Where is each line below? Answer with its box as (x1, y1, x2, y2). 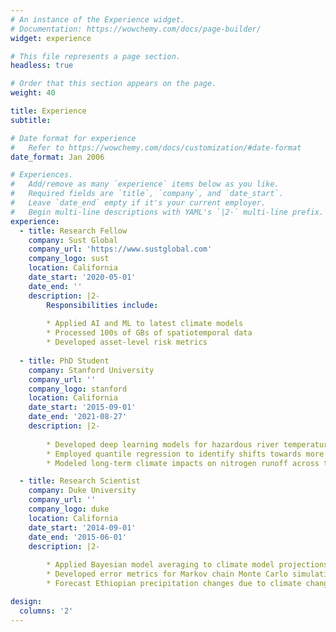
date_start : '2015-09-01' (28, 402, 137, 413)
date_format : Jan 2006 (10, 152, 105, 162)
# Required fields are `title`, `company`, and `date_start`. (10, 189, 284, 199)
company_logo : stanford (28, 384, 128, 394)
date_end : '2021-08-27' (28, 412, 128, 422)
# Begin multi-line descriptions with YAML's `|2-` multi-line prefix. (10, 207, 325, 217)
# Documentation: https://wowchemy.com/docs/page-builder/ (10, 24, 262, 34)
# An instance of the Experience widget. (10, 14, 186, 25)
